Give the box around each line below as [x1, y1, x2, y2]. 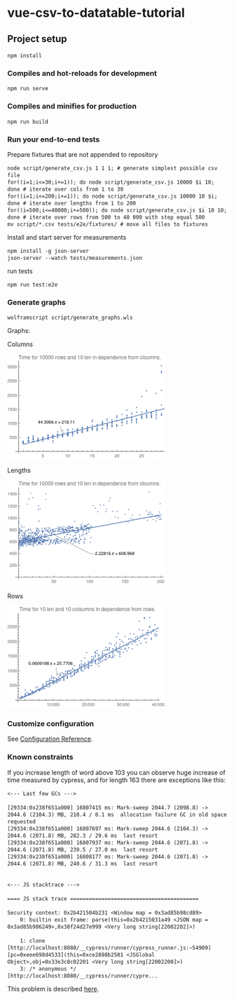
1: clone [20, 937, 46, 944]
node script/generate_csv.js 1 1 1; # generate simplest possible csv [7, 165, 218, 172]
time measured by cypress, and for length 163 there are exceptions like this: [7, 776, 226, 784]
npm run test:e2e [7, 281, 58, 288]
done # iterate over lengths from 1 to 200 [7, 200, 137, 207]
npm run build [7, 118, 49, 125]
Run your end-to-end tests [7, 135, 100, 144]
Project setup [7, 33, 68, 45]
